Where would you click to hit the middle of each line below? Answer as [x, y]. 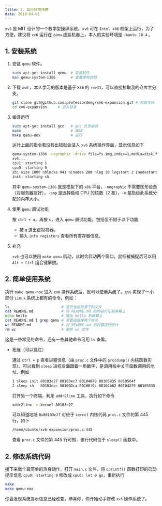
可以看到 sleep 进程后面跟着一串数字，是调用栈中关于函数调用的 [87, 366]
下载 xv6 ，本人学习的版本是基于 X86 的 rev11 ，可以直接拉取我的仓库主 [82, 87]
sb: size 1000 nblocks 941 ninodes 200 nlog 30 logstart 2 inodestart [85, 172]
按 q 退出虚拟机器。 [38, 229]
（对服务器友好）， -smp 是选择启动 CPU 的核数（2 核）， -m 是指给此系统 [82, 192]
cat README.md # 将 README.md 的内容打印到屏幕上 [65, 311]
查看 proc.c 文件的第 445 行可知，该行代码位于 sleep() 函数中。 [76, 440]
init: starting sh [30, 177]
